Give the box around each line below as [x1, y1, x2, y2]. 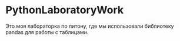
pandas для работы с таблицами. [5, 28, 89, 35]
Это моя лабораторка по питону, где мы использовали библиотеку [5, 23, 174, 29]
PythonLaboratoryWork [5, 3, 124, 17]
